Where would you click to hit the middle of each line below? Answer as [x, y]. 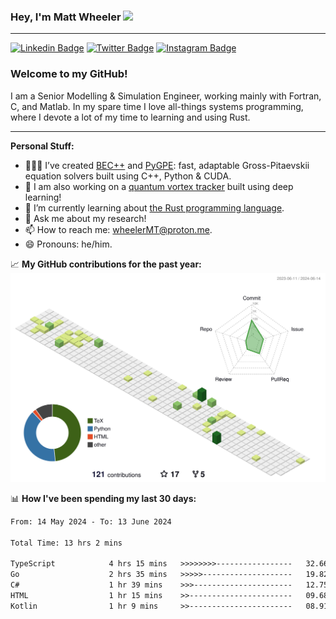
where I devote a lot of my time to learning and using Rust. [130, 117]
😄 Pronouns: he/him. [68, 244]
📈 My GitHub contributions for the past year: [106, 264]
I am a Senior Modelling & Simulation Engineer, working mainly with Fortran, [166, 96]
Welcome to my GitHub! [69, 74]
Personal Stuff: [42, 146]
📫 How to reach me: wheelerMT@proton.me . [118, 229]
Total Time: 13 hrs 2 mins [66, 543]
